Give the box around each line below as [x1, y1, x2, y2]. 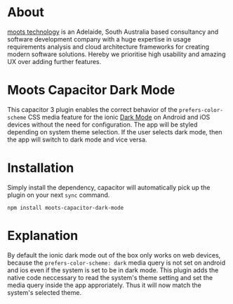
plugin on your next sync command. [7, 191, 110, 199]
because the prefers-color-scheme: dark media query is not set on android [7, 258, 226, 267]
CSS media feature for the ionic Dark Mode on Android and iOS [27, 113, 211, 121]
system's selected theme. [7, 288, 82, 296]
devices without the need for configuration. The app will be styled [7, 120, 198, 129]
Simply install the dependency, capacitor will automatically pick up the [7, 183, 211, 191]
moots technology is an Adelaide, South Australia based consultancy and [7, 27, 219, 36]
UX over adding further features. [7, 57, 102, 65]
